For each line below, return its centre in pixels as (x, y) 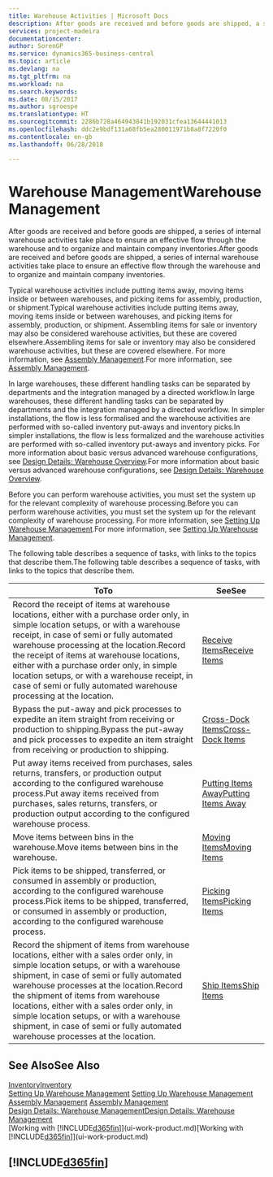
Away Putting (226, 793)
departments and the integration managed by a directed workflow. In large (132, 393)
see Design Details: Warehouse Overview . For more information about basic (134, 462)
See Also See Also (54, 1065)
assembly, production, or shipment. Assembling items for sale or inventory (133, 325)
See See (232, 591)
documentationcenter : (45, 39)
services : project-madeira (54, 31)
